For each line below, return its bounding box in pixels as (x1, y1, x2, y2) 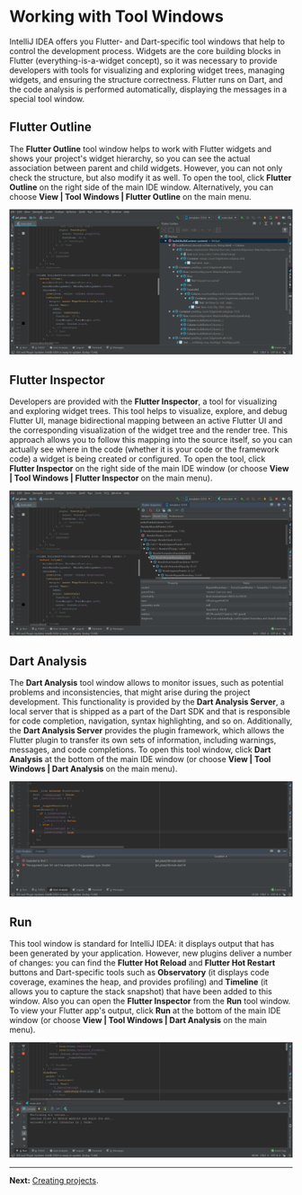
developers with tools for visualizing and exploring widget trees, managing (9, 65, 285, 76)
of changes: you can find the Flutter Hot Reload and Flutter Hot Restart (9, 957, 276, 968)
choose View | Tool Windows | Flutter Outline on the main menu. (9, 191, 252, 202)
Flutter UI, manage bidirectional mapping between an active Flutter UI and (9, 415, 283, 426)
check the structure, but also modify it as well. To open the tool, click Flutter (9, 172, 292, 183)
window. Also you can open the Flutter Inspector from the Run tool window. (9, 996, 291, 1007)
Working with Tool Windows (9, 6, 225, 27)
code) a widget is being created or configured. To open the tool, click (9, 453, 266, 464)
